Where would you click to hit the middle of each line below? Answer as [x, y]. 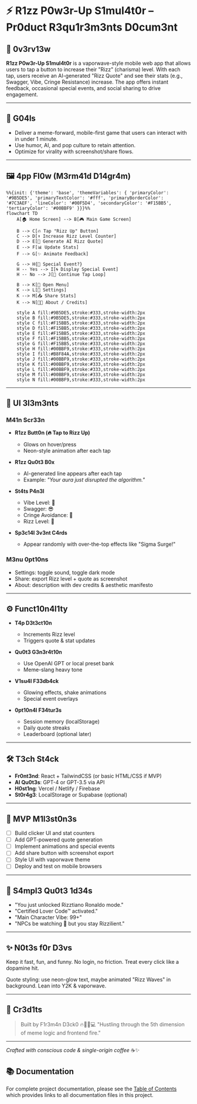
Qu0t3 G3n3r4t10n [38, 652]
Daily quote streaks [47, 728]
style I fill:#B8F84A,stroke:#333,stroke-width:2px [81, 354]
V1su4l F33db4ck [37, 681]
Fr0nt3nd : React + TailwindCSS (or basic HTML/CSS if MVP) [88, 776]
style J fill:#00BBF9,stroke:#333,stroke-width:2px [81, 359]
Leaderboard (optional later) [57, 734]
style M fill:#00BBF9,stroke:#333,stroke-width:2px [81, 374]
